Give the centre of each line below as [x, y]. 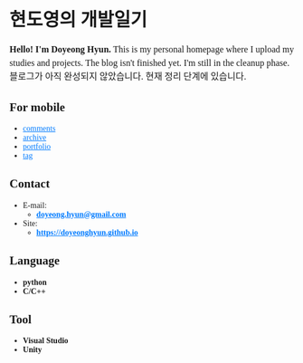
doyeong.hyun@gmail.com [81, 214]
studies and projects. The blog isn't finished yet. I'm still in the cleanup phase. [150, 63]
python [34, 282]
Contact [30, 184]
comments [39, 129]
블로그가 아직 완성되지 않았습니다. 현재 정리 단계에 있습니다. [128, 77]
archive [34, 138]
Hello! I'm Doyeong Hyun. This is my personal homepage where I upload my [152, 50]
